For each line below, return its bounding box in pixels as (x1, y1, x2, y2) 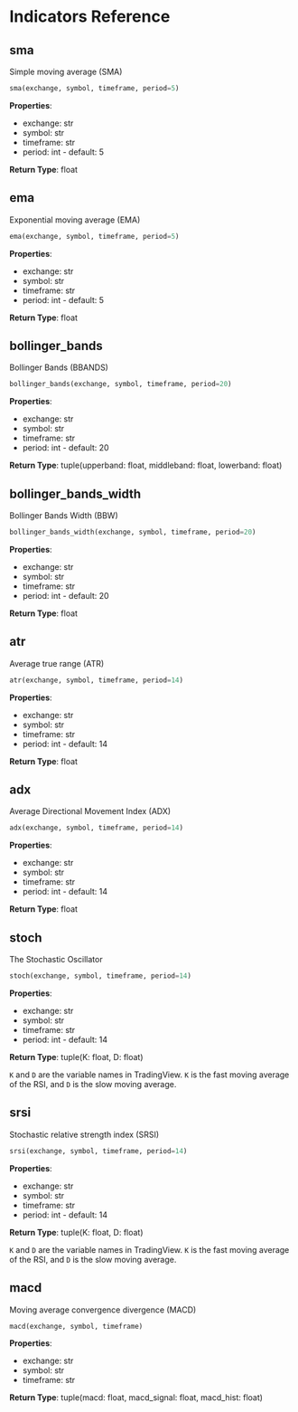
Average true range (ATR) (9, 658, 105, 668)
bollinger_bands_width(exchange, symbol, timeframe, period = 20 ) (9, 527, 256, 537)
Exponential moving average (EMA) (9, 214, 141, 225)
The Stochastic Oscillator (9, 954, 103, 965)
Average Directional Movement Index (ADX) (9, 806, 172, 817)
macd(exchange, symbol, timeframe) (9, 1322, 144, 1331)
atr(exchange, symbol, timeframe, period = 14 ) (9, 676, 183, 685)
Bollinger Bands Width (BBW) (9, 510, 119, 521)
